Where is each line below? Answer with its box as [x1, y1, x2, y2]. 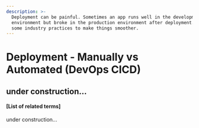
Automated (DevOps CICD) [6, 63, 141, 77]
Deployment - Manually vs [6, 51, 139, 64]
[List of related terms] [6, 103, 61, 110]
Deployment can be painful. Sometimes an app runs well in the [11, 14, 171, 20]
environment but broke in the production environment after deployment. [11, 19, 195, 25]
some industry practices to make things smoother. [11, 25, 139, 31]
